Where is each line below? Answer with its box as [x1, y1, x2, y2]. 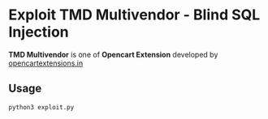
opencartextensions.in [8, 58, 84, 68]
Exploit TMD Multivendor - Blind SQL [8, 6, 261, 24]
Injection [8, 23, 69, 41]
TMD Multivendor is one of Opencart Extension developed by [8, 49, 218, 59]
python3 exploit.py [8, 103, 75, 111]
